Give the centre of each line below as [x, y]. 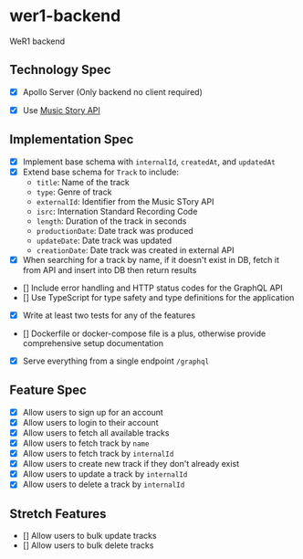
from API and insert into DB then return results [110, 269]
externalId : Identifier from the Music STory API [125, 201]
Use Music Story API [61, 110]
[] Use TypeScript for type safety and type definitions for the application [158, 297]
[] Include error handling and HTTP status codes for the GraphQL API [152, 288]
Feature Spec [48, 390]
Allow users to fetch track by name [86, 443]
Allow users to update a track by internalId [105, 474]
